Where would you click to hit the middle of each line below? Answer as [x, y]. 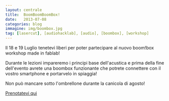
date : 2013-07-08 [26, 19]
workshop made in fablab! [33, 53]
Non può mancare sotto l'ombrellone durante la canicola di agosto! [75, 83]
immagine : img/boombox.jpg [34, 29]
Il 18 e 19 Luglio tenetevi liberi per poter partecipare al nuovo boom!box [80, 48]
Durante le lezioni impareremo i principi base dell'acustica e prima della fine [85, 63]
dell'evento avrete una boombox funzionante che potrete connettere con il [83, 68]
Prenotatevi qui [21, 93]
